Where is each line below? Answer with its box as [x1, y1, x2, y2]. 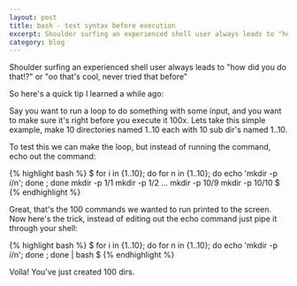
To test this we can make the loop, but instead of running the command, [9, 142, 271, 152]
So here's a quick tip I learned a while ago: [9, 89, 164, 99]
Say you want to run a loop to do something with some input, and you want [9, 105, 282, 116]
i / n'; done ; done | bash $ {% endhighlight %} [9, 250, 175, 260]
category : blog [9, 37, 65, 47]
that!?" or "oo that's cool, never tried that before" [9, 72, 188, 82]
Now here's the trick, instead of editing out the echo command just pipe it [9, 213, 278, 224]
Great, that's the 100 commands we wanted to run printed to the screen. [9, 205, 272, 215]
